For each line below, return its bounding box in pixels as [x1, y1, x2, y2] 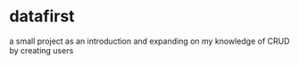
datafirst [9, 6, 75, 27]
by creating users [9, 45, 74, 55]
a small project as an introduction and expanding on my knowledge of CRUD [9, 36, 290, 46]
